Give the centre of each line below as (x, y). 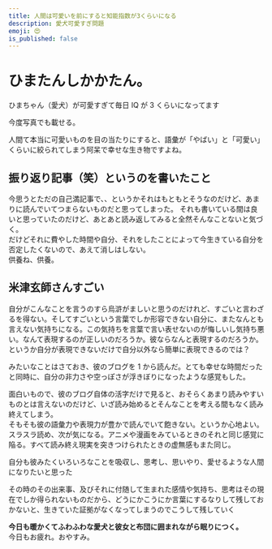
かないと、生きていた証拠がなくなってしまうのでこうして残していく (122, 509)
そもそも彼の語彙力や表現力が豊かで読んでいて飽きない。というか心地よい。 (136, 424)
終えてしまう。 (33, 414)
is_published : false (43, 39)
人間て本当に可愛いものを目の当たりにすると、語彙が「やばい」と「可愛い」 (136, 139)
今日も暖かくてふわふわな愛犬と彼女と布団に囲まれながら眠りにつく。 (126, 526)
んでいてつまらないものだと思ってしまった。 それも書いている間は (140, 209)
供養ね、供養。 (33, 259)
